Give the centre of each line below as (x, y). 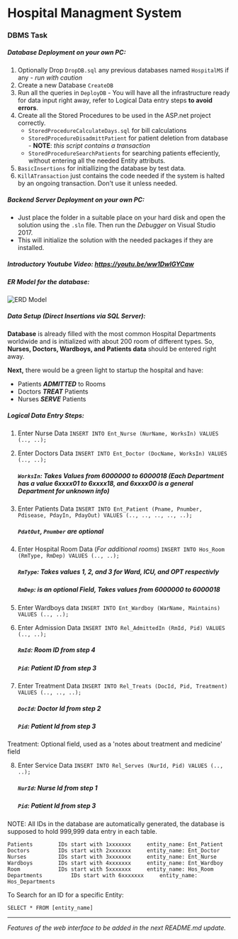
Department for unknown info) (63, 491)
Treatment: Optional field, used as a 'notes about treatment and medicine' (115, 744)
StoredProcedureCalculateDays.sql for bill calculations (107, 131)
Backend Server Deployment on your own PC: (76, 200)
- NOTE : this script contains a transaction (89, 146)
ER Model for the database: (49, 282)
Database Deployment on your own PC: (67, 52)
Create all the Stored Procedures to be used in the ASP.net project (114, 116)
